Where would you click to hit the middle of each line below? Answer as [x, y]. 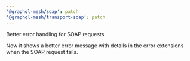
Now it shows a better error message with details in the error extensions [95, 46]
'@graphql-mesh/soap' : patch [42, 12]
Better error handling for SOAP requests [55, 34]
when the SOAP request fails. [42, 52]
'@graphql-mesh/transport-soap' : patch [56, 17]
